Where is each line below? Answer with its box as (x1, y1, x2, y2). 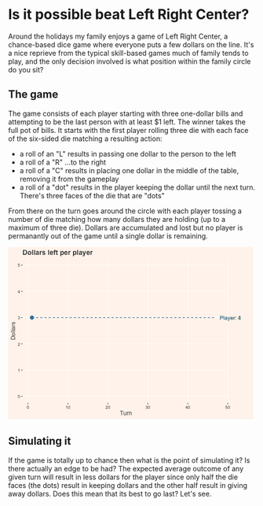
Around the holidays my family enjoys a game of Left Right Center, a (8, 31, 228, 41)
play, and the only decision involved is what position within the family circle (8, 57, 251, 66)
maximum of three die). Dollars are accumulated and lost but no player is (8, 223, 243, 232)
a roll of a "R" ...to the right (19, 157, 107, 167)
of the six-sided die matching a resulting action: (8, 134, 163, 143)
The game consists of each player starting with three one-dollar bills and (8, 109, 243, 118)
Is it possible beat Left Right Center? (8, 6, 250, 24)
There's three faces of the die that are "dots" (19, 190, 165, 200)
